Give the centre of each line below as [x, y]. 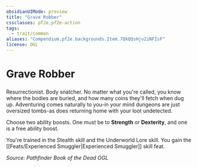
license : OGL [22, 45]
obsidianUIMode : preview [37, 12]
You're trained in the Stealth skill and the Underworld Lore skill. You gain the [99, 140]
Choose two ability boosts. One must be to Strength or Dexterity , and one [97, 122]
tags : [13, 28]
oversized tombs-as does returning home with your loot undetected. [89, 111]
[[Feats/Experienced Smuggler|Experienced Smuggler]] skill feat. [86, 146]
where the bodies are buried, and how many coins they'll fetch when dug [95, 98]
